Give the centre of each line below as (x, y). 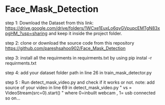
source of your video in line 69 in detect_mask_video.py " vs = (69, 87)
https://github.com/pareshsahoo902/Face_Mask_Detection (65, 48)
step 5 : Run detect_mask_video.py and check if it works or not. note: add (80, 82)
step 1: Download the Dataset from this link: (50, 23)
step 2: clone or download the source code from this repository (70, 43)
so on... (13, 98)
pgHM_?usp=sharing (27, 33)
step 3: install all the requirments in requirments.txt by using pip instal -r (79, 57)
